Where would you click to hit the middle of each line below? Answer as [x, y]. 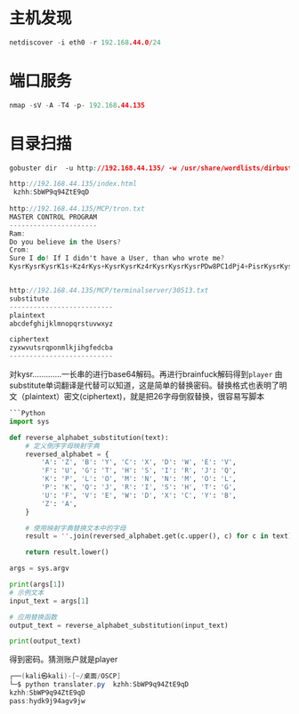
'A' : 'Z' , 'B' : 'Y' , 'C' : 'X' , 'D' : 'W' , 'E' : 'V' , [139, 462]
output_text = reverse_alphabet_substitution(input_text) [119, 625]
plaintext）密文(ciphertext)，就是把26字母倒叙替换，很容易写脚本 [145, 397]
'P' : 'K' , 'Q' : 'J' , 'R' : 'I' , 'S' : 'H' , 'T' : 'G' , [139, 487]
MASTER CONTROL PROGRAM [53, 217]
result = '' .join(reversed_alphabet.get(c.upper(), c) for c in [147, 536]
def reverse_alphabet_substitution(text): [89, 437]
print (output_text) [45, 641]
